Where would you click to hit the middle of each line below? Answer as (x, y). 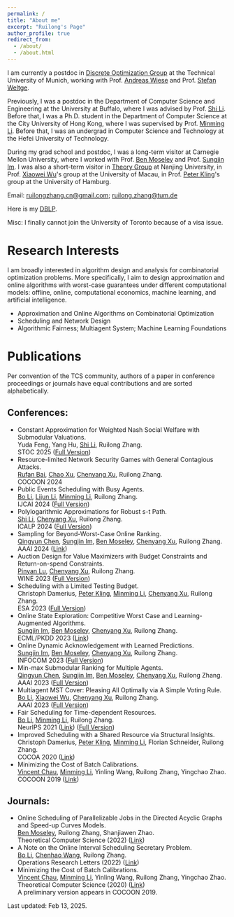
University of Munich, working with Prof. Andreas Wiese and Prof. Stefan (112, 80)
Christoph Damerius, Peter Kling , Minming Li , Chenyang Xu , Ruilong (115, 593)
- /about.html (34, 53)
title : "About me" (34, 20)
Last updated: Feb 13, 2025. (47, 906)
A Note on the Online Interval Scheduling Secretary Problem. (104, 848)
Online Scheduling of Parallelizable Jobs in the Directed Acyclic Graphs (120, 818)
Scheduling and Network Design (64, 321)
